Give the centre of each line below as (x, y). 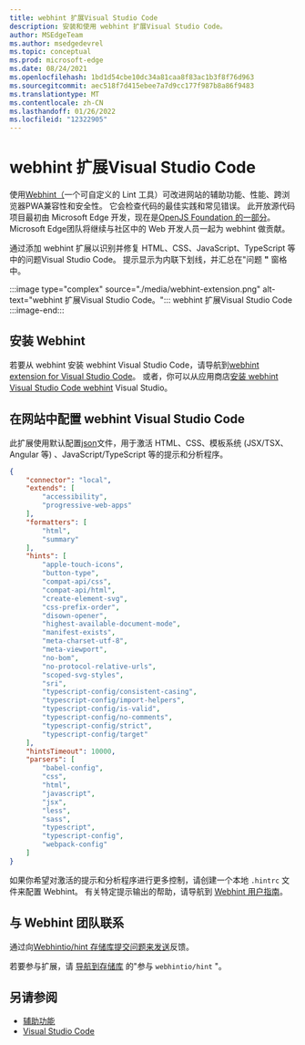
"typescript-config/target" (95, 734)
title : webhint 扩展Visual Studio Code (84, 18)
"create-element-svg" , (85, 598)
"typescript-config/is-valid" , (102, 709)
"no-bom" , (61, 657)
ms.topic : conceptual (51, 52)
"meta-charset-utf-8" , (85, 641)
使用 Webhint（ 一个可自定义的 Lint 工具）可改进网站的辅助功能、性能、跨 (146, 195)
